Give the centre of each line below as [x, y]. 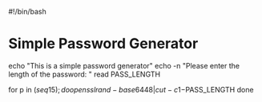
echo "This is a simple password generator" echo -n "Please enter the [124, 65]
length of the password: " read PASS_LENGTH [85, 74]
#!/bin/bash [27, 12]
